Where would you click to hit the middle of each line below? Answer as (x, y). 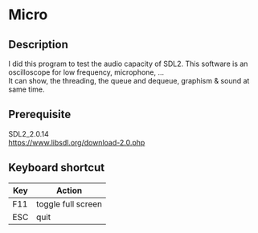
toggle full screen (69, 204)
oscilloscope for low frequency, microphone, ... (86, 72)
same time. (27, 89)
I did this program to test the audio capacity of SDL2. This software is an (128, 63)
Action (69, 190)
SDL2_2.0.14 (29, 133)
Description (38, 45)
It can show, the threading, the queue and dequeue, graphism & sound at (129, 81)
